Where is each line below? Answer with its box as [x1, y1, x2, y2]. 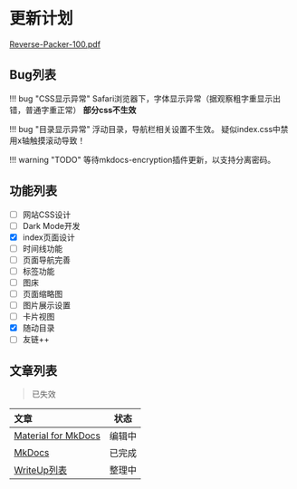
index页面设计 [22, 232, 75, 243]
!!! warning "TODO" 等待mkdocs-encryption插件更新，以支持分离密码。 [9, 154, 276, 165]
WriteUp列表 [14, 464, 68, 476]
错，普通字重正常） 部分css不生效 [9, 104, 137, 115]
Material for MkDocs [14, 429, 101, 442]
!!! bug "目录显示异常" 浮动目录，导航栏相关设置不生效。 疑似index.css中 [9, 123, 281, 134]
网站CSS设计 [22, 209, 71, 220]
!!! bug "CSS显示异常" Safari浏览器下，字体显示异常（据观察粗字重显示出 [9, 92, 282, 104]
